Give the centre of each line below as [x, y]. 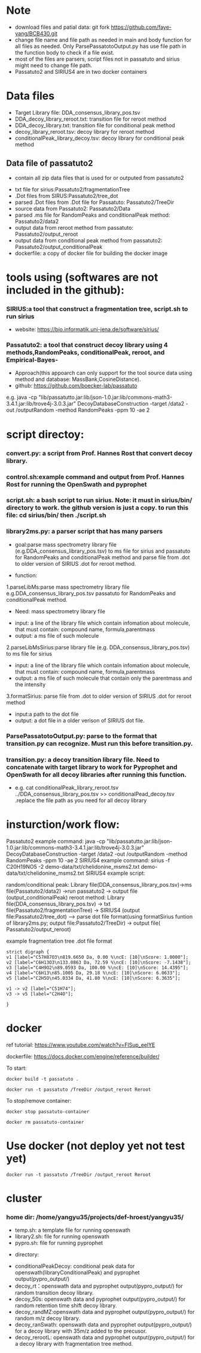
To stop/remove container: [39, 1100]
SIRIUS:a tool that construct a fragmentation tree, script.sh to [97, 308]
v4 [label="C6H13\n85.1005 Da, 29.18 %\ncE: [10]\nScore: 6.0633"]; [93, 973]
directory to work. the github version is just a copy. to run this [98, 508]
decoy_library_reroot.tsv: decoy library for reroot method [84, 131]
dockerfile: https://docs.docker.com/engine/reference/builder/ [83, 1056]
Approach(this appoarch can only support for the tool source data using [103, 373]
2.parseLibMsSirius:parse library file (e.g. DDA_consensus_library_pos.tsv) [98, 647]
